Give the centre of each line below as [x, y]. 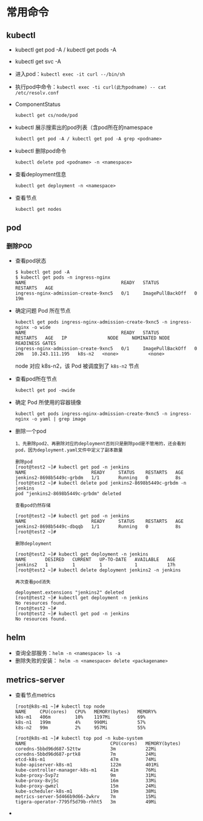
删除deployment [33, 543]
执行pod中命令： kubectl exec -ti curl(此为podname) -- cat [91, 87]
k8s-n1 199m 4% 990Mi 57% [80, 723]
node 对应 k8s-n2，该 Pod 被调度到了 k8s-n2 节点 [77, 366]
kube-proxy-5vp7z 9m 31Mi [86, 776]
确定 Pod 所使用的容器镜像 [48, 402]
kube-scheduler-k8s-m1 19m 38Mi [86, 791]
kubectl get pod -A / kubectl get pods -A [66, 50]
